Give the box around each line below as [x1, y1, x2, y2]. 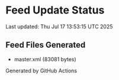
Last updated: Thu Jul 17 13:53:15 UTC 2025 [5, 23, 113, 30]
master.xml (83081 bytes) [14, 55, 76, 62]
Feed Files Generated [5, 40, 86, 50]
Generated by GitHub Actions [5, 67, 78, 74]
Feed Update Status [5, 4, 105, 17]
